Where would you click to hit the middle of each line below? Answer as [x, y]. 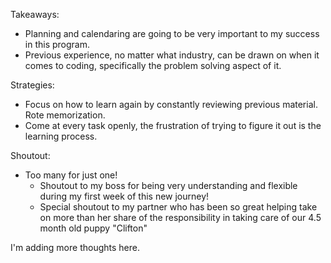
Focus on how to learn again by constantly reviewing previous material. [171, 104]
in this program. [57, 44]
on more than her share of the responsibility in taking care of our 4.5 [180, 217]
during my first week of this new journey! [124, 196]
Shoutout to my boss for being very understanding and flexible [168, 185]
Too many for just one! [71, 175]
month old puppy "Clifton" [93, 228]
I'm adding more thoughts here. [75, 247]
